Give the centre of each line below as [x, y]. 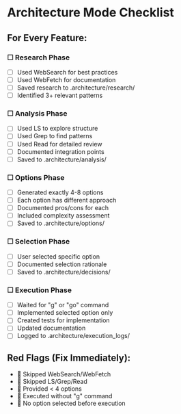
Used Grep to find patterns [55, 136]
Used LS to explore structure [57, 129]
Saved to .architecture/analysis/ [62, 159]
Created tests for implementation [64, 320]
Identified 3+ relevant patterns [60, 95]
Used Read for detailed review [59, 144]
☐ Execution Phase [39, 290]
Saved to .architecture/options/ [60, 223]
